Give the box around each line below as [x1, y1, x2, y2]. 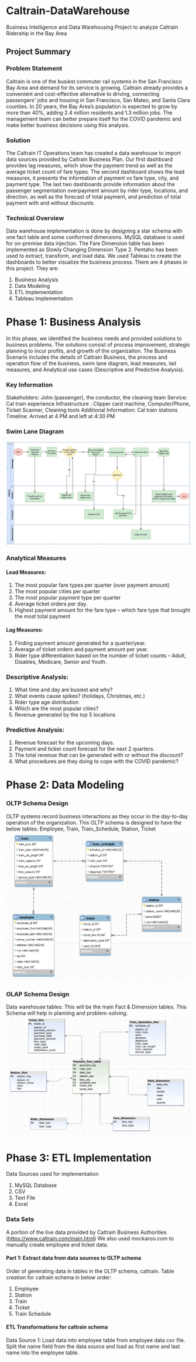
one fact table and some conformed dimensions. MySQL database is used [6, 234, 185, 241]
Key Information [6, 381, 53, 389]
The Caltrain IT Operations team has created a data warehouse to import [6, 149, 181, 156]
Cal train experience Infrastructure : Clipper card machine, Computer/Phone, [6, 401, 191, 408]
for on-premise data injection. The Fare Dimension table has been [6, 240, 165, 247]
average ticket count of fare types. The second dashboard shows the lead [6, 168, 185, 175]
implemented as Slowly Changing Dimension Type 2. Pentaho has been [6, 246, 178, 253]
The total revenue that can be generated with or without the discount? [14, 752, 183, 759]
